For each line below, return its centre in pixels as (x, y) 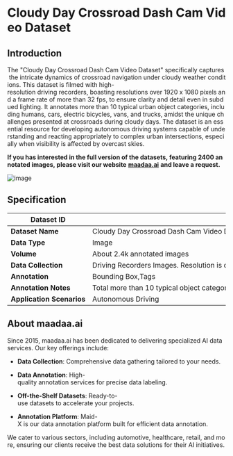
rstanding (21, 136)
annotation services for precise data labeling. (103, 382)
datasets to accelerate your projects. (82, 403)
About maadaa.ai (45, 324)
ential (15, 129)
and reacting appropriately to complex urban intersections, (120, 136)
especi (215, 136)
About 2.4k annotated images (141, 254)
